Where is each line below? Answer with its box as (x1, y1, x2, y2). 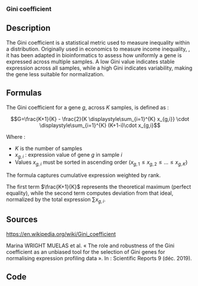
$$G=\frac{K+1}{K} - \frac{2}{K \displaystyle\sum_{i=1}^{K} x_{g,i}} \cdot (10, 115, 190, 122)
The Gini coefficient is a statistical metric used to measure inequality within (6, 39, 190, 46)
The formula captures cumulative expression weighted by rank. (6, 172, 161, 179)
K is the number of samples (14, 145, 83, 152)
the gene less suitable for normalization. (6, 70, 105, 77)
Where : (6, 133, 26, 140)
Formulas (6, 88, 42, 98)
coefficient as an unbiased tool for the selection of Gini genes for (6, 248, 165, 255)
